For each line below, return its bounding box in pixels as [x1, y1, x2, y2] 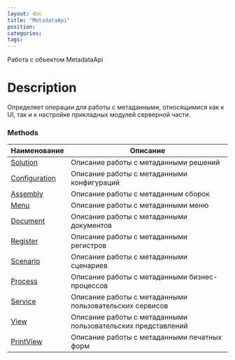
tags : [7, 36, 23, 43]
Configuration [10, 173, 56, 183]
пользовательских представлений [71, 321, 188, 331]
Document [10, 216, 45, 226]
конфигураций [71, 178, 120, 187]
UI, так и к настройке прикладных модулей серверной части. [7, 110, 191, 119]
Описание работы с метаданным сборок [71, 189, 210, 199]
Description [7, 80, 77, 96]
